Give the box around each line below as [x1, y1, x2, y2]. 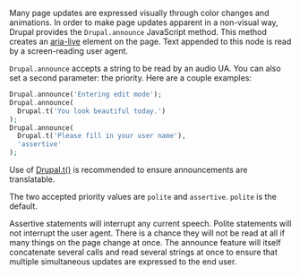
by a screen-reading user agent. [9, 46, 128, 56]
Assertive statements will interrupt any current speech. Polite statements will [9, 219, 292, 229]
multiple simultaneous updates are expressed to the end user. [9, 256, 237, 267]
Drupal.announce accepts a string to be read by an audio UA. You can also [9, 63, 281, 73]
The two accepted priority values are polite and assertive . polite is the [9, 192, 278, 202]
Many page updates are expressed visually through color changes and [9, 8, 270, 18]
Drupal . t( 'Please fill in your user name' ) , [17, 132, 186, 141]
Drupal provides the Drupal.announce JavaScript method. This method [9, 27, 267, 37]
